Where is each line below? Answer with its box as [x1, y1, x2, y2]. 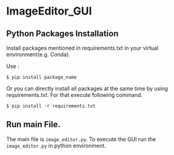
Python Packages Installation [6, 28, 119, 39]
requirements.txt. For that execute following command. [6, 91, 143, 98]
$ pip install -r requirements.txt [6, 103, 96, 109]
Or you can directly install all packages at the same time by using [6, 85, 168, 92]
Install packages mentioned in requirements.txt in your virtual [6, 44, 159, 51]
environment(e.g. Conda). [6, 51, 71, 58]
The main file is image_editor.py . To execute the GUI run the [6, 135, 156, 143]
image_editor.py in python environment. [6, 142, 106, 149]
